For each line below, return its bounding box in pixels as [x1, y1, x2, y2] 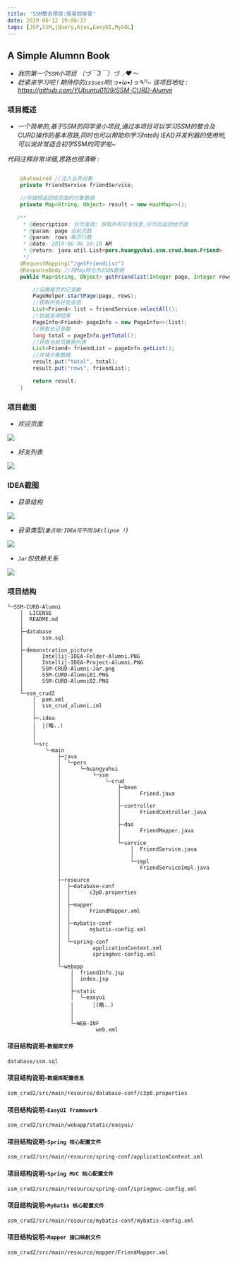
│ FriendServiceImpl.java [57, 864, 210, 871]
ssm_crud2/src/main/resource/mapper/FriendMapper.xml [7, 1249, 169, 1257]
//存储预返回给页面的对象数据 [20, 195, 95, 202]
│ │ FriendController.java [57, 808, 207, 815]
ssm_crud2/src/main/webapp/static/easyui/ [7, 1122, 134, 1129]
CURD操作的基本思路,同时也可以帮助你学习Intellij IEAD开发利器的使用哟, [17, 131, 226, 140]
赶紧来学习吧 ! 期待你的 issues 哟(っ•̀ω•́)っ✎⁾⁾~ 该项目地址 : [17, 78, 188, 87]
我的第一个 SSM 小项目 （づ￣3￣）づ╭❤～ [17, 69, 139, 78]
